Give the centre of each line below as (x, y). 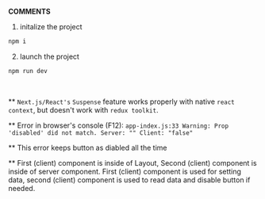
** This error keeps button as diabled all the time (88, 147)
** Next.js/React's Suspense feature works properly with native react (122, 101)
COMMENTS (29, 11)
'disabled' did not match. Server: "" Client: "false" (101, 133)
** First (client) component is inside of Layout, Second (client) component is (132, 163)
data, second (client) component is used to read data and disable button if (129, 180)
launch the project (49, 56)
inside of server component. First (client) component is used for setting (125, 171)
